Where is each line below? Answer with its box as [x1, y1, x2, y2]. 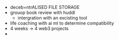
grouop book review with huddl [10, 9, 75, 15]
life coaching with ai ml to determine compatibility [10, 20, 114, 26]
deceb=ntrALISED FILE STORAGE [10, 4, 80, 10]
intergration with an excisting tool [17, 15, 88, 20]
